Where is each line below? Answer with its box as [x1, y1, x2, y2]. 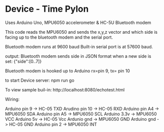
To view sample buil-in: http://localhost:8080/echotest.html [5, 87, 125, 92]
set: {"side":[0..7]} [5, 58, 42, 64]
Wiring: [5, 96, 20, 102]
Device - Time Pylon [5, 3, 89, 15]
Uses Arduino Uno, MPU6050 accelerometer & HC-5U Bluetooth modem [5, 20, 152, 25]
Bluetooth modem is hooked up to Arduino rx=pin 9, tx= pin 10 [5, 67, 130, 74]
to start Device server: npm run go [5, 77, 74, 83]
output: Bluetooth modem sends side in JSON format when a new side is [5, 53, 152, 59]
